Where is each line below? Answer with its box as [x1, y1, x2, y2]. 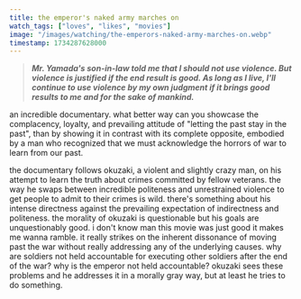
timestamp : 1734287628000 [9, 38, 106, 48]
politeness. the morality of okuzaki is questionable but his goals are [9, 213, 260, 223]
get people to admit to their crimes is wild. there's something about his [9, 194, 271, 204]
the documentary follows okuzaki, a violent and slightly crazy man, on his [9, 165, 282, 176]
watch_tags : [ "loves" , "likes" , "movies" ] [9, 22, 171, 31]
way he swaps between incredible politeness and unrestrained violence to [9, 184, 285, 195]
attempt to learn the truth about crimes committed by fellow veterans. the [9, 175, 281, 186]
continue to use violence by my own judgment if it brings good [31, 82, 270, 93]
